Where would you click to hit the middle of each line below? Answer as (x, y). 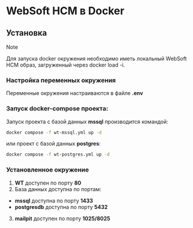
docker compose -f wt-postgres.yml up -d (58, 155)
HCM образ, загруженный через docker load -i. (66, 65)
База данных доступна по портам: (58, 189)
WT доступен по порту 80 (48, 183)
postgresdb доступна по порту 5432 (61, 207)
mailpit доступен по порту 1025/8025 (62, 218)
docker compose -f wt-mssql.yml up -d (54, 132)
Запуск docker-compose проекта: (57, 109)
